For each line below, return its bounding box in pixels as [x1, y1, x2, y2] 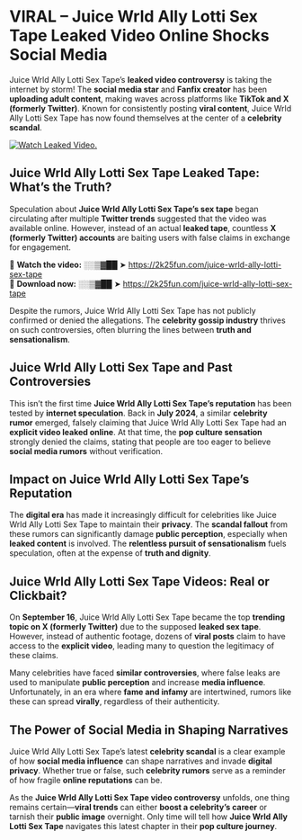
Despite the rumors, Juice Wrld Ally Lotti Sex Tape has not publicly [9, 305, 256, 316]
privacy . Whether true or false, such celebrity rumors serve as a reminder [9, 765, 286, 775]
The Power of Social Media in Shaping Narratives [9, 722, 289, 737]
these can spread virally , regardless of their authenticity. [9, 696, 220, 707]
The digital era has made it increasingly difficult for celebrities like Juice [9, 510, 277, 521]
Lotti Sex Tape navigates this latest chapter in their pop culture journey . [9, 821, 278, 831]
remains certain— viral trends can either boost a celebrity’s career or [9, 802, 268, 812]
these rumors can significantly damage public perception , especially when [9, 529, 288, 540]
